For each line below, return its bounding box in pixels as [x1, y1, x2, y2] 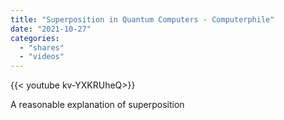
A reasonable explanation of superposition [10, 99, 185, 111]
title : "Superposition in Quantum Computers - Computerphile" [10, 14, 275, 25]
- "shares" [19, 42, 65, 53]
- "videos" [19, 52, 65, 62]
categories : [10, 33, 60, 43]
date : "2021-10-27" [10, 24, 92, 34]
